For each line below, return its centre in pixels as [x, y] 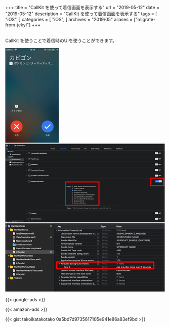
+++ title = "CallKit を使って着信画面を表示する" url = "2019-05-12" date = [82, 7]
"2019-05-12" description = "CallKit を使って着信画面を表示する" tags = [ [81, 14]
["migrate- [145, 19]
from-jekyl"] [18, 25]
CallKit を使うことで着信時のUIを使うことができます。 [61, 40]
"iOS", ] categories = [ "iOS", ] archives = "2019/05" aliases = [69, 19]
